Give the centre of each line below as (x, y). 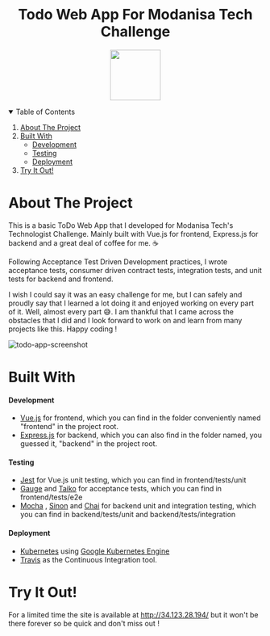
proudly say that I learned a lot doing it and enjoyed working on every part (131, 303)
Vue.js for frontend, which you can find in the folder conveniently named (140, 418)
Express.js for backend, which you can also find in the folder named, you (141, 435)
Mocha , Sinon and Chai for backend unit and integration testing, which (138, 506)
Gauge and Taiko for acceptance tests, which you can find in (121, 489)
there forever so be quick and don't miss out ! (84, 623)
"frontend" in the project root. (69, 427)
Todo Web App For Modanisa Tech (135, 15)
